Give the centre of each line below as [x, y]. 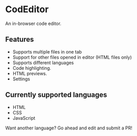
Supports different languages [43, 63]
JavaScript [24, 118]
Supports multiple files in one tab [47, 51]
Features [20, 39]
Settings [21, 79]
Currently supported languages [56, 95]
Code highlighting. [32, 68]
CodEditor [27, 9]
